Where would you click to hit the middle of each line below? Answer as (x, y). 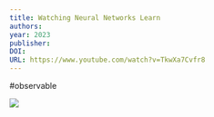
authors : (26, 26)
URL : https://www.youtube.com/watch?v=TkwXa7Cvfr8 (107, 60)
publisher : (30, 43)
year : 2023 (30, 34)
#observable (33, 86)
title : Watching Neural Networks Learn (85, 18)
